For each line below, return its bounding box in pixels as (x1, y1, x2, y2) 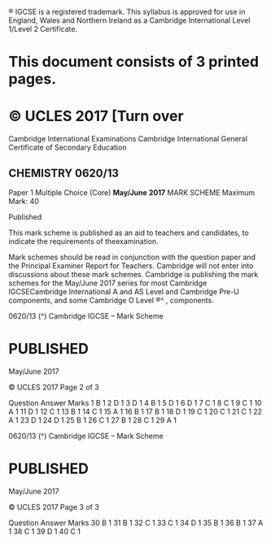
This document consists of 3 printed (8, 53, 259, 72)
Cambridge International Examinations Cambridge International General (8, 134, 248, 144)
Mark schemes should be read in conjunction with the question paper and (8, 252, 256, 262)
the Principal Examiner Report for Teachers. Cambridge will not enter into (8, 260, 254, 271)
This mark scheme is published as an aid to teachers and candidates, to (8, 228, 250, 237)
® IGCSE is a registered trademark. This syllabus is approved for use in (8, 7, 246, 16)
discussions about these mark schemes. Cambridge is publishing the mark (8, 269, 259, 279)
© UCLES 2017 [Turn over (8, 107, 185, 125)
